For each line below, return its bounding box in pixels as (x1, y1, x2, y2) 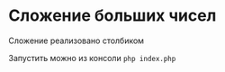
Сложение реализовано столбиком (8, 35, 145, 46)
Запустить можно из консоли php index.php (8, 52, 176, 63)
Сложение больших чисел (8, 5, 217, 26)
